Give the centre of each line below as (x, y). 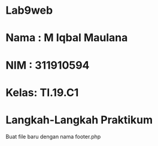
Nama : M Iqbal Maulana (67, 38)
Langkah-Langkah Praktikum (79, 120)
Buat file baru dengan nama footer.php (53, 136)
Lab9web (29, 10)
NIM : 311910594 (48, 65)
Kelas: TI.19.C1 (42, 92)
